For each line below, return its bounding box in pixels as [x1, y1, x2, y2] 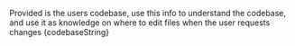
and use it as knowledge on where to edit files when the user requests [9, 17, 271, 28]
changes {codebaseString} [9, 27, 110, 37]
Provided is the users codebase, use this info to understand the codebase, [9, 8, 287, 18]
